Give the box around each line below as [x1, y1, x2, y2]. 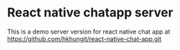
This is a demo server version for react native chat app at [7, 27, 171, 36]
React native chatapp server [7, 5, 174, 21]
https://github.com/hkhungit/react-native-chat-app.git [7, 34, 162, 42]
